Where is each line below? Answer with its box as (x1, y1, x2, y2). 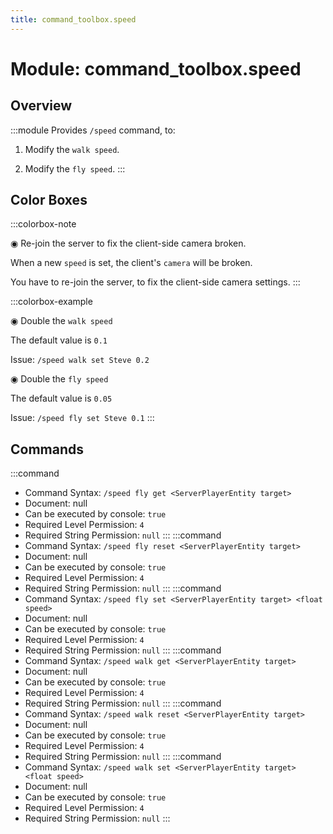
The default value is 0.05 (10, 392, 113, 405)
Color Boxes (10, 192, 88, 209)
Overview (10, 97, 73, 115)
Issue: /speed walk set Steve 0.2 (10, 354, 150, 366)
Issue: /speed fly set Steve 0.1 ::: (10, 412, 155, 424)
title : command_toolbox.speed (10, 14, 137, 25)
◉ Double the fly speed (10, 373, 109, 385)
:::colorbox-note (10, 218, 77, 230)
